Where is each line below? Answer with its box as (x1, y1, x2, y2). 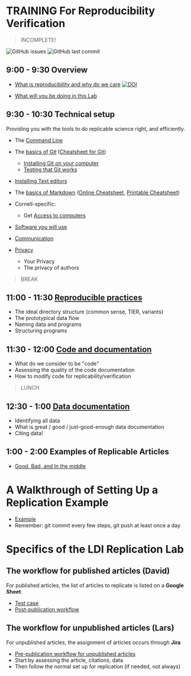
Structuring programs (14, 327, 67, 334)
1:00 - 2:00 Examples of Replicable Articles (6, 447, 170, 457)
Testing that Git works (23, 166, 77, 173)
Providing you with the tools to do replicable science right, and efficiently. (6, 125, 185, 132)
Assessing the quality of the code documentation (14, 366, 135, 374)
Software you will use (14, 223, 67, 230)
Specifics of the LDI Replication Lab (6, 542, 184, 556)
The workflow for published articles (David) (6, 566, 170, 576)
